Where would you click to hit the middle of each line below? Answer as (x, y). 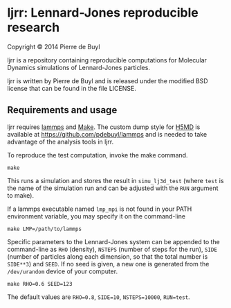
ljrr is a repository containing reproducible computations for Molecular (107, 60)
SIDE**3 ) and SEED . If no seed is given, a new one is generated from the (108, 264)
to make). (21, 195)
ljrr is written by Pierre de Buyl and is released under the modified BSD (108, 80)
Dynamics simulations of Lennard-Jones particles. (79, 67)
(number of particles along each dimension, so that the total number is (108, 256)
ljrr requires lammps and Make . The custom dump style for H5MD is (104, 127)
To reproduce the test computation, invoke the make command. (98, 155)
